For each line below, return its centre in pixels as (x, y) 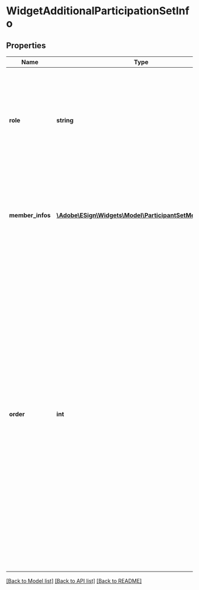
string (65, 120)
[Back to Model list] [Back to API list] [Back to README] (74, 581)
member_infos (30, 215)
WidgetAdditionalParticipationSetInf (98, 11)
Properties (26, 45)
